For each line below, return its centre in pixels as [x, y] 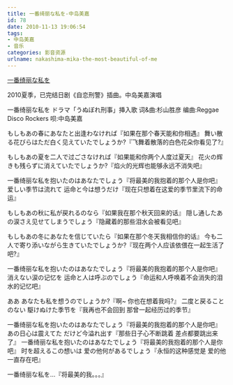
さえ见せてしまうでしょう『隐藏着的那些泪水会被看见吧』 [102, 221]
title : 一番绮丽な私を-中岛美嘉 [48, 14]
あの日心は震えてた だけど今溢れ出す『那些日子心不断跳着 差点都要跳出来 [113, 333]
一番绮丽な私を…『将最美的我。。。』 [58, 374]
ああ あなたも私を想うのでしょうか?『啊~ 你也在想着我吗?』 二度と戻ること [116, 300]
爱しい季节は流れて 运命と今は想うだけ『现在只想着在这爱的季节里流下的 [112, 189]
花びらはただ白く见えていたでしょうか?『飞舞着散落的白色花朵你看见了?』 [120, 142]
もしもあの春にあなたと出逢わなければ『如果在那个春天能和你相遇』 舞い [112, 133]
